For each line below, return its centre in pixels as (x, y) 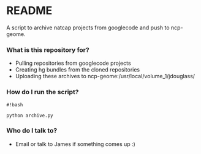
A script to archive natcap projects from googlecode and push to (88, 28)
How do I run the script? (43, 92)
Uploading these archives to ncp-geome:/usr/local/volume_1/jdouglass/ (105, 76)
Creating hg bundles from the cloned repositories (77, 70)
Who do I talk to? (32, 131)
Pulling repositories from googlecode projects (73, 63)
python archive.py (30, 116)
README (29, 11)
